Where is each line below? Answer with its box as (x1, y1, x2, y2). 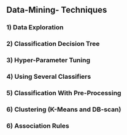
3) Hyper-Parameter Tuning (6, 56, 91, 65)
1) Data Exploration (6, 23, 64, 32)
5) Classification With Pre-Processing (6, 89, 121, 97)
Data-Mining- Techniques (6, 5, 107, 15)
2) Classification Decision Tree (6, 40, 100, 48)
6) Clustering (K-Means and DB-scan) (6, 105, 121, 114)
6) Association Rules (6, 122, 69, 130)
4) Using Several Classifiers (6, 73, 91, 81)
